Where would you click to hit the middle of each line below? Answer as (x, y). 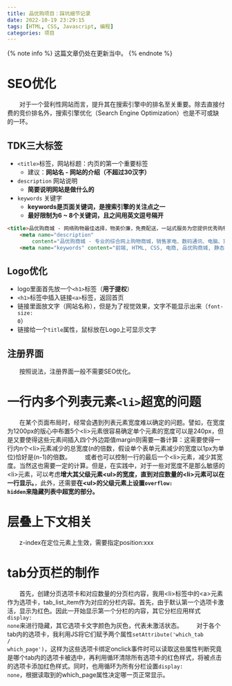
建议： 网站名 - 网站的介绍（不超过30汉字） (89, 172)
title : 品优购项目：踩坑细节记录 (49, 13)
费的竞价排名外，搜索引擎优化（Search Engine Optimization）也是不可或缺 (113, 113)
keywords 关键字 (40, 198)
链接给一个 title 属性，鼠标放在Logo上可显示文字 (87, 330)
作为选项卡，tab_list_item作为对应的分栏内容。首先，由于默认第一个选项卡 (113, 602)
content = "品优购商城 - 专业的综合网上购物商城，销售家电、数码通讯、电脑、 (127, 241)
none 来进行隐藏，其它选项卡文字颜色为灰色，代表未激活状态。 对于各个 (114, 625)
